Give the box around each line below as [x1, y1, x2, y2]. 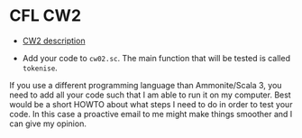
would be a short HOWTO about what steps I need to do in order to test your [9, 98, 293, 109]
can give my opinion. [9, 118, 87, 129]
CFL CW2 [9, 5, 82, 26]
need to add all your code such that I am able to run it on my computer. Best [9, 89, 291, 100]
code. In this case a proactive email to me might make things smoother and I [9, 108, 293, 119]
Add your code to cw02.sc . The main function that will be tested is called [22, 52, 291, 63]
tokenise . [22, 62, 59, 73]
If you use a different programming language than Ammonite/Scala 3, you [9, 79, 282, 90]
